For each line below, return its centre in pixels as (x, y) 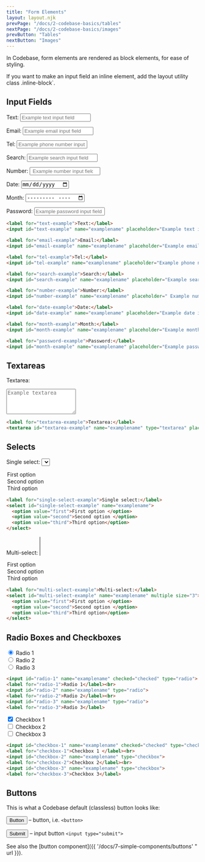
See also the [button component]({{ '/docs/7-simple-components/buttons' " (102, 847)
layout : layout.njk (31, 18)
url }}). (15, 853)
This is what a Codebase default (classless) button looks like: (83, 808)
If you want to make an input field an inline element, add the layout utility (97, 76)
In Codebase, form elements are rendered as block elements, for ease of (98, 58)
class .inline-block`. (31, 83)
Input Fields (29, 102)
